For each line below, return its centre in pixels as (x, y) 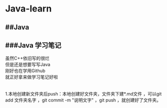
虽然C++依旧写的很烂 (27, 58)
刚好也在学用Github (25, 71)
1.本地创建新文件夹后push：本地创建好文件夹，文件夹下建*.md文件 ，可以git (83, 94)
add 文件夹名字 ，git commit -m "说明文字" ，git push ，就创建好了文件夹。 (83, 100)
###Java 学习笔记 (33, 45)
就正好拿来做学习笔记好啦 (32, 77)
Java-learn (28, 9)
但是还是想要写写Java (28, 64)
